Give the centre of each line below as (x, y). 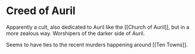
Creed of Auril (41, 11)
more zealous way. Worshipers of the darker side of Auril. (76, 33)
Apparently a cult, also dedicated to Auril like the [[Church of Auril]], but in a (98, 27)
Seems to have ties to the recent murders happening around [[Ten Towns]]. (97, 45)
